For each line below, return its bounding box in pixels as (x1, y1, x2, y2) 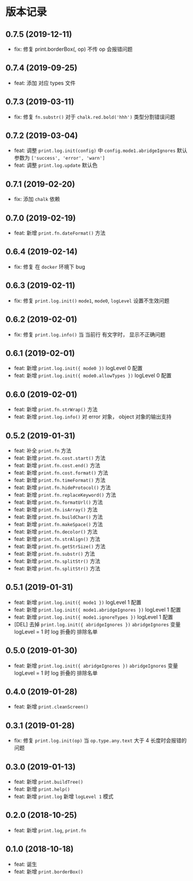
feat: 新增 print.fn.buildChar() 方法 (14, 513, 104, 520)
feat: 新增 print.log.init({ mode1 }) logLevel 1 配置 (14, 599, 142, 606)
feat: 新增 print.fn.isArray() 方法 (14, 506, 98, 513)
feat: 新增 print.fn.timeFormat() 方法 (14, 476, 106, 483)
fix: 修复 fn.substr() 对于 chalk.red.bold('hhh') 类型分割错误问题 (14, 113, 175, 120)
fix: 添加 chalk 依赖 (14, 196, 60, 203)
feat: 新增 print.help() (14, 786, 71, 793)
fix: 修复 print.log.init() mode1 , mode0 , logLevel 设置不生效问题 (14, 297, 170, 304)
